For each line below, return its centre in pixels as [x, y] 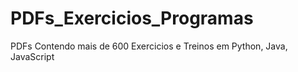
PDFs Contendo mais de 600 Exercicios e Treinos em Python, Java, [149, 46]
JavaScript [32, 56]
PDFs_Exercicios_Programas [132, 18]
